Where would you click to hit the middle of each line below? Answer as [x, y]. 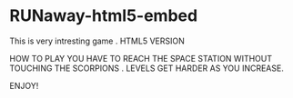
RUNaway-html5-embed [104, 16]
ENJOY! [24, 85]
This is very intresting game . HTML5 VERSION [97, 41]
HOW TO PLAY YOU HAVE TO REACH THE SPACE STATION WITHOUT [141, 58]
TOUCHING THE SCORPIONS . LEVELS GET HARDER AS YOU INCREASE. [146, 68]
